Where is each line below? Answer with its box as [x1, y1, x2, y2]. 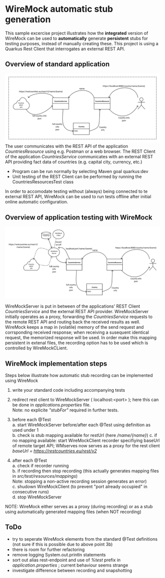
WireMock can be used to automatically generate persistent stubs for [5, 35, 148, 41]
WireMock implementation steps [5, 359, 108, 368]
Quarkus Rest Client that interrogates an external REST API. [5, 46, 125, 52]
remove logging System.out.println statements [12, 551, 106, 557]
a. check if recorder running [12, 463, 69, 469]
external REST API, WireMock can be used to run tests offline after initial [5, 194, 151, 200]
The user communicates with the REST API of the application [5, 144, 129, 149]
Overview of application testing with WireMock [5, 213, 153, 222]
